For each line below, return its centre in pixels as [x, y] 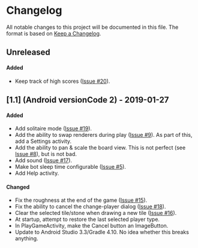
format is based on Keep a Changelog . [54, 33]
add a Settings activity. [43, 141]
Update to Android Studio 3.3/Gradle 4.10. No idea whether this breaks [102, 232]
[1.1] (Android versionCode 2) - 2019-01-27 [88, 100]
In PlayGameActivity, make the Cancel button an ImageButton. [91, 226]
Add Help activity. [37, 173]
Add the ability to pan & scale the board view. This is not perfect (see [100, 148]
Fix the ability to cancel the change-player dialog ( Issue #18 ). [90, 207]
